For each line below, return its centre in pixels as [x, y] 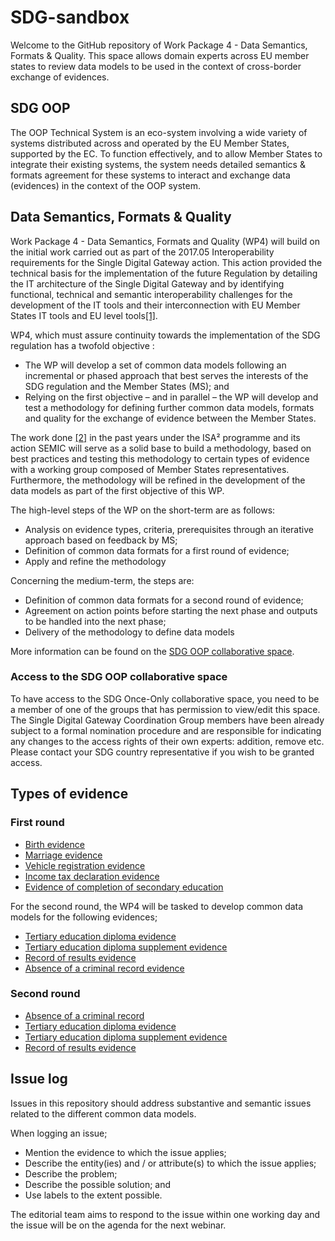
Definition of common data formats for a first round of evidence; [157, 550]
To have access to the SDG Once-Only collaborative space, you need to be [165, 698]
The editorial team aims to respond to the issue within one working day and [165, 1214]
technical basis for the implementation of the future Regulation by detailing [164, 273]
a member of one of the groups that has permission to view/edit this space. [165, 709]
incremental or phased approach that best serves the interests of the [166, 375]
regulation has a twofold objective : [82, 345]
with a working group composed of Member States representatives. [150, 469]
